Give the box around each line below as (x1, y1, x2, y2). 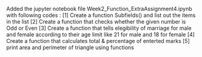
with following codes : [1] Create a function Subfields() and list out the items (6, 12, 196, 19)
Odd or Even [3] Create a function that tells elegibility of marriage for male (6, 24, 192, 32)
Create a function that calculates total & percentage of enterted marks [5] (6, 38, 190, 44)
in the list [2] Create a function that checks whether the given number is (6, 18, 186, 25)
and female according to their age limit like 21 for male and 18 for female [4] (6, 31, 195, 38)
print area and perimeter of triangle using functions (6, 44, 135, 51)
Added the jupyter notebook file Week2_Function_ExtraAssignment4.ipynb (6, 5, 192, 12)
